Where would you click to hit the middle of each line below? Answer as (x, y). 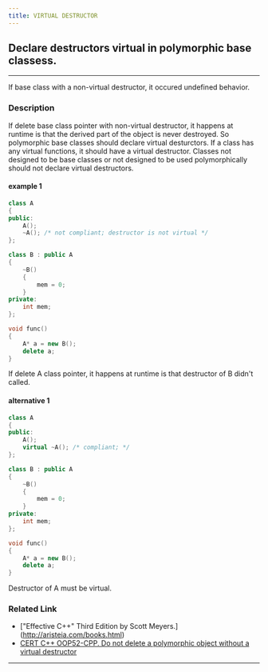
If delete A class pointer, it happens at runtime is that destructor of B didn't (131, 374)
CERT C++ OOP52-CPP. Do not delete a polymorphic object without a (134, 643)
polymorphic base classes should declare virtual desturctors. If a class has (131, 142)
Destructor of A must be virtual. (60, 588)
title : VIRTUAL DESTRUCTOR (53, 16)
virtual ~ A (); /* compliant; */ (76, 448)
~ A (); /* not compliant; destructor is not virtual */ (116, 233)
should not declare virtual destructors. (71, 168)
